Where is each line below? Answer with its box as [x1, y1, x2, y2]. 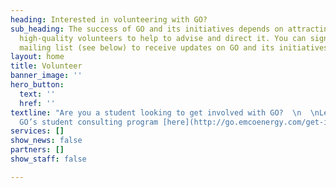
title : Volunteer [10, 61, 83, 71]
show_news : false [10, 136, 83, 146]
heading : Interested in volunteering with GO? [10, 14, 208, 25]
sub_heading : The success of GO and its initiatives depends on [10, 24, 284, 34]
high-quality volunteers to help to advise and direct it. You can [19, 33, 307, 43]
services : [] [10, 126, 65, 136]
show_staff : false [10, 154, 87, 164]
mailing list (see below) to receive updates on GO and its [19, 42, 275, 53]
